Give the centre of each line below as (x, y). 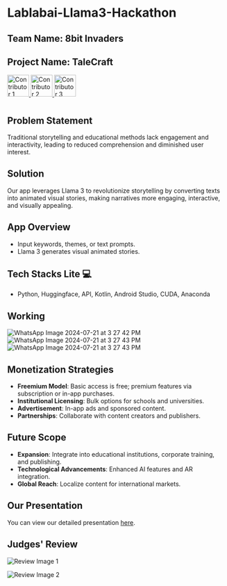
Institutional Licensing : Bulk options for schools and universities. (111, 401)
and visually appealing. (40, 205)
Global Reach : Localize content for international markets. (99, 484)
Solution (26, 174)
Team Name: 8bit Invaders (65, 39)
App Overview (39, 227)
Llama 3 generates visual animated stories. (78, 251)
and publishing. (39, 462)
